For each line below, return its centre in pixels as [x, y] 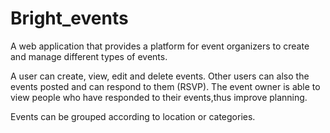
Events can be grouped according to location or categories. [133, 116]
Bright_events [69, 18]
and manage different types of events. [89, 56]
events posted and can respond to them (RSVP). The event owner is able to [165, 86]
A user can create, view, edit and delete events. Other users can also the [160, 76]
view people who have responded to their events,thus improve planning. [159, 97]
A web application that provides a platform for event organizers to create [160, 46]
